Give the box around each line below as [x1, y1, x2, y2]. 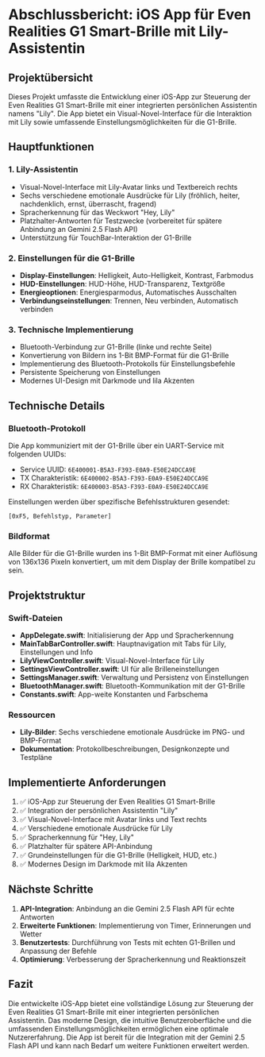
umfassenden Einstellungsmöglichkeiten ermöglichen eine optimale [8, 1024, 229, 1033]
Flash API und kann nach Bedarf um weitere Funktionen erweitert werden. [8, 1040, 250, 1050]
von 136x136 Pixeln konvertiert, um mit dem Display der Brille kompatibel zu [8, 557, 255, 567]
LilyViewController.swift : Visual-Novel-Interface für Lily [19, 655, 205, 665]
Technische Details [8, 399, 106, 412]
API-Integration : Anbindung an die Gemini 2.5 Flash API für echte [19, 904, 236, 913]
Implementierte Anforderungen [8, 776, 167, 789]
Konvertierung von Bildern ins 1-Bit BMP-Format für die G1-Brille [19, 351, 229, 361]
